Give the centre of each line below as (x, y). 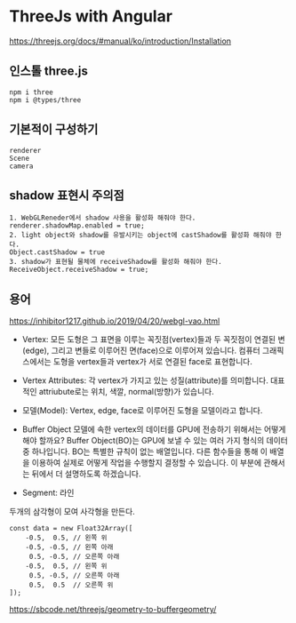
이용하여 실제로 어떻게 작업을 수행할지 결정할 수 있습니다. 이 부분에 (147, 463)
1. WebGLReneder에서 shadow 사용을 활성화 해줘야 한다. (103, 218)
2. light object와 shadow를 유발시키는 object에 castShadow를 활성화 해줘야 (140, 236)
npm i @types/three (45, 100)
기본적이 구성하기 (54, 129)
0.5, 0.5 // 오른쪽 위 (71, 585)
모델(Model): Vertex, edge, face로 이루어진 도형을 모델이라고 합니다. (142, 411)
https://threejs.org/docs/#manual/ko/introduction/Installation (120, 41)
